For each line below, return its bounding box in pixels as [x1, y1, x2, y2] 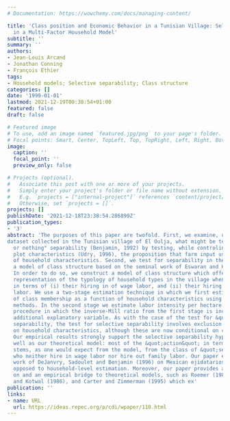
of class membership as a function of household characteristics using [13, 295, 222, 302]
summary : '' [7, 42, 41, 49]
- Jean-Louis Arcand [7, 54, 66, 62]
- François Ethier [7, 66, 60, 74]
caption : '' [13, 149, 48, 156]
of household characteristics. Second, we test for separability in [13, 257, 213, 264]
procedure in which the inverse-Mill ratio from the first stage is [13, 308, 213, 315]
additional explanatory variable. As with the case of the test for [13, 314, 213, 322]
